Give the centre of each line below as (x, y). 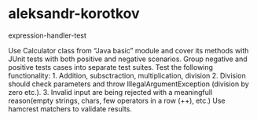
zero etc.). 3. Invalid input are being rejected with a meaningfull (110, 92)
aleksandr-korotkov (74, 14)
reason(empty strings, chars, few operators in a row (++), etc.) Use (117, 100)
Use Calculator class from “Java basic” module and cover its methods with (128, 50)
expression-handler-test (47, 35)
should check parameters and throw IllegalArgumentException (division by (128, 84)
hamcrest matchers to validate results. (70, 109)
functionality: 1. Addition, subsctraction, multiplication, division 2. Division (127, 75)
